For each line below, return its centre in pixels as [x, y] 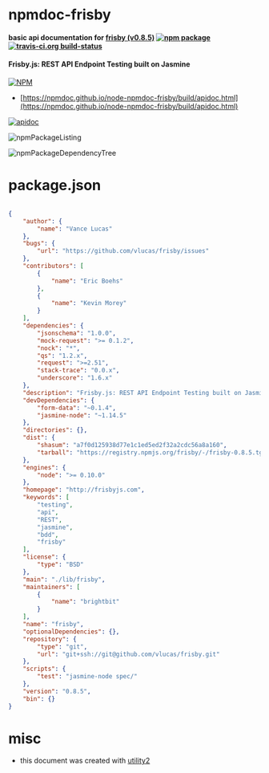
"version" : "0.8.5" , [57, 691]
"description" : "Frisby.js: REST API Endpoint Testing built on [132, 393]
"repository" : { [50, 639]
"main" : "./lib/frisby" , [64, 580]
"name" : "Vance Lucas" [75, 229]
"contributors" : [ [53, 266]
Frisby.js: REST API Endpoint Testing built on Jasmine [99, 64]
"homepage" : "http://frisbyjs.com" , [84, 490]
